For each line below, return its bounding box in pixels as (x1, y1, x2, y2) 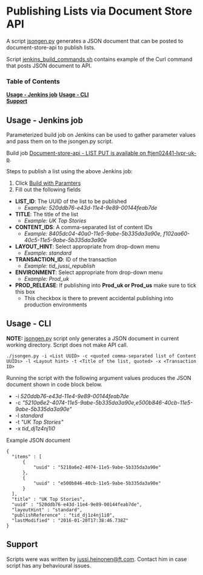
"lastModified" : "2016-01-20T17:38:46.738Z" (12, 517, 129, 523)
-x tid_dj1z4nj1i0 (15, 424, 56, 432)
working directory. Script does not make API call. (6, 341, 128, 348)
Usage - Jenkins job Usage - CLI (6, 91, 89, 98)
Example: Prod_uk (24, 275, 70, 283)
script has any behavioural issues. (6, 562, 92, 569)
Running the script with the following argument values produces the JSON (6, 374, 191, 381)
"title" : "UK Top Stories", (12, 496, 85, 502)
